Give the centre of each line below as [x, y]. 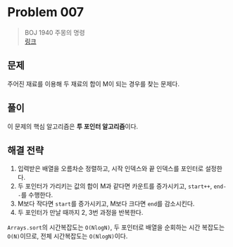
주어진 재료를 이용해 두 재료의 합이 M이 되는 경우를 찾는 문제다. [93, 84]
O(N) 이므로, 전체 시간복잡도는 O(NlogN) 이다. [68, 236]
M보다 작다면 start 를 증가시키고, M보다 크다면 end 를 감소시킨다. [106, 203]
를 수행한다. [37, 195]
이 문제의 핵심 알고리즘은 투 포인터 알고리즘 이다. [73, 126]
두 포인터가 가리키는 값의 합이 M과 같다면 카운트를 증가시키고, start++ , [115, 186]
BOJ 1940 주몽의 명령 [55, 32]
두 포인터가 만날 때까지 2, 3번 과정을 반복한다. [80, 213]
